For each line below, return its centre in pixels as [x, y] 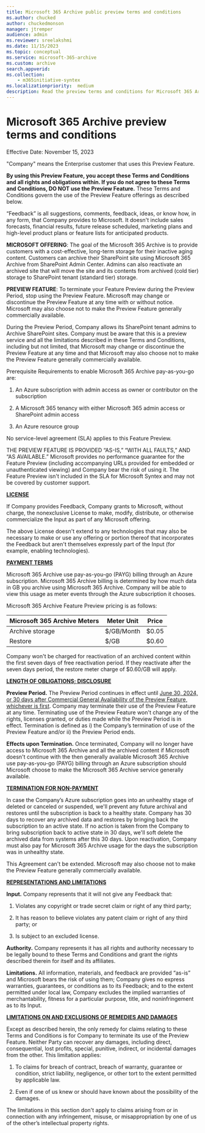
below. [15, 201]
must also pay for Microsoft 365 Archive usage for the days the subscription [102, 845]
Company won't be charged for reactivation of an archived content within [99, 656]
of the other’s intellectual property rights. [58, 1123]
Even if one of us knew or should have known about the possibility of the [106, 1091]
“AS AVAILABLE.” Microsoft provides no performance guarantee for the [95, 456]
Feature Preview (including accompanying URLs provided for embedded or [100, 463]
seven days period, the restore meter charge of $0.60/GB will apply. [92, 669]
